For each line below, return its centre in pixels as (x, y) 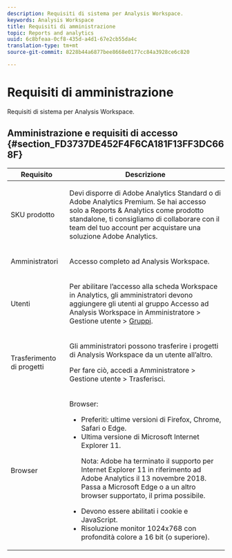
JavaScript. (99, 519)
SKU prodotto (33, 214)
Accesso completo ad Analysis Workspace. (139, 261)
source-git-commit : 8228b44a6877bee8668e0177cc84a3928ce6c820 (98, 53)
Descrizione (145, 174)
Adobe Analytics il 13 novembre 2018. (144, 478)
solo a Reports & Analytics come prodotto (137, 210)
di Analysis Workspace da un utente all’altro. (141, 355)
